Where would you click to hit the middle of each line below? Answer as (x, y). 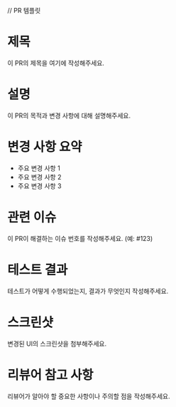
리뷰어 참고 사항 (50, 375)
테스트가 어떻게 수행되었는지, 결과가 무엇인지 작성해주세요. (88, 291)
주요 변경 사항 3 (39, 186)
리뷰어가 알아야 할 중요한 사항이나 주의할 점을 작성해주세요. (89, 396)
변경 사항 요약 (45, 147)
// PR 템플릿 (24, 10)
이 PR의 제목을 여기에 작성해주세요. (56, 63)
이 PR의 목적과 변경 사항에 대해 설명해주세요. (69, 115)
